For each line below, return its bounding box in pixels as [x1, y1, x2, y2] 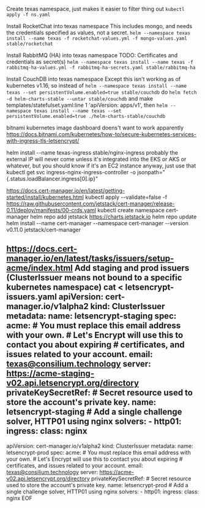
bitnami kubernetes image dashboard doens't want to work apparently [6, 124, 184, 131]
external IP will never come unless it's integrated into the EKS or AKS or [6, 156, 187, 163]
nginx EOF [6, 494, 32, 502]
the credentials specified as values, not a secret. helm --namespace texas [6, 29, 191, 36]
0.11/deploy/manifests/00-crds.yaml [6, 207, 97, 214]
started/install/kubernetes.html [6, 193, 84, 201]
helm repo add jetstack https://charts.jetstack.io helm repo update [30, 213, 197, 220]
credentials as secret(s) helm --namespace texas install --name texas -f [6, 58, 194, 65]
